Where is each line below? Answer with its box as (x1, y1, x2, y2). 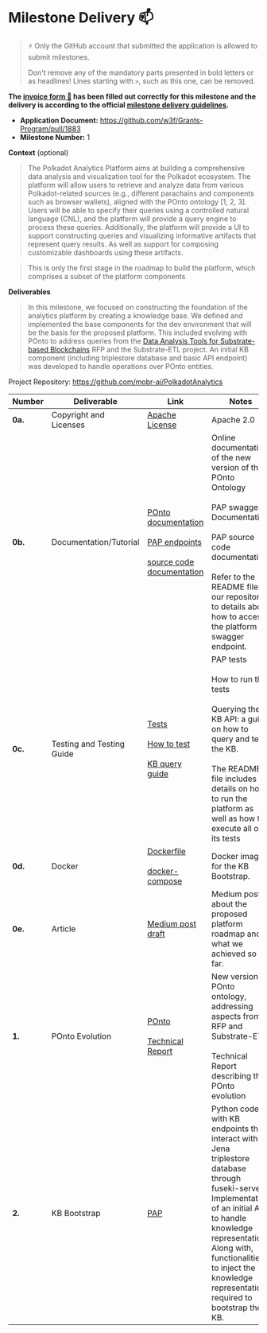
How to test (146, 738, 191, 749)
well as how (211, 813, 256, 824)
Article (51, 923, 76, 934)
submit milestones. (27, 52, 90, 62)
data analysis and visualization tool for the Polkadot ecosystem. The (27, 171, 251, 181)
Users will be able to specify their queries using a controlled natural (27, 205, 250, 215)
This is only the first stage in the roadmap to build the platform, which (27, 262, 256, 273)
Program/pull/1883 (19, 123, 81, 134)
